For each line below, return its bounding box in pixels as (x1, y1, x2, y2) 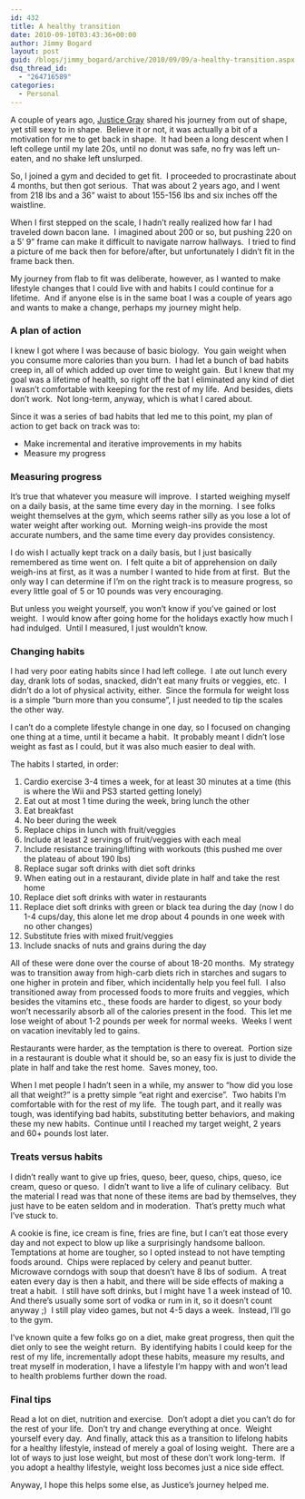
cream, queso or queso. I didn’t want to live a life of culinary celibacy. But (10, 1181, 290, 1191)
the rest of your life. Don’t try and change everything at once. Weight (10, 1423, 272, 1434)
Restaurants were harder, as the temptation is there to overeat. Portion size (10, 1043, 293, 1053)
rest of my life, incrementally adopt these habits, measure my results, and (10, 1351, 285, 1362)
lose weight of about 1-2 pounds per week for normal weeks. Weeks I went (10, 1015, 293, 1026)
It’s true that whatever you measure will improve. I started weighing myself (10, 491, 290, 502)
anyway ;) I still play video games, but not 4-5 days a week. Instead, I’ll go (10, 1304, 291, 1316)
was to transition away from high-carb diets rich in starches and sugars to (10, 967, 287, 978)
